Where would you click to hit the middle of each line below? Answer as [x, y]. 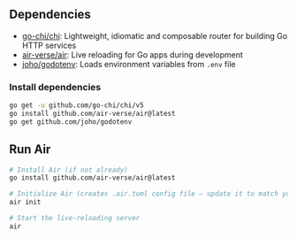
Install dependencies [55, 87]
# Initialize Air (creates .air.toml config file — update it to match [144, 194]
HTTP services [49, 45]
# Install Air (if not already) [69, 170]
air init [25, 203]
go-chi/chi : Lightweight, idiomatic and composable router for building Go [155, 35]
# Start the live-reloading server [75, 219]
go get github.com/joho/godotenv [71, 122]
